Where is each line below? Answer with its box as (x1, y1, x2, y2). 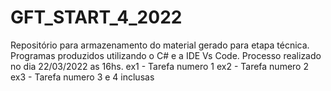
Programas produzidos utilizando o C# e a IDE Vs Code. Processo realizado (10, 49, 322, 61)
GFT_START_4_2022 (10, 6, 183, 29)
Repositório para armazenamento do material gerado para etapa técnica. (10, 39, 310, 51)
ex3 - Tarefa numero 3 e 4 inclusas (10, 71, 155, 83)
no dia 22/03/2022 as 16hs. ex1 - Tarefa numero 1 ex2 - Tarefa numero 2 (10, 60, 309, 72)
